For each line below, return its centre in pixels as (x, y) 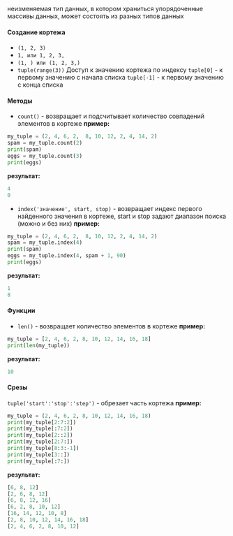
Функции (21, 311)
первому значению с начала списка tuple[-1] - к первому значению (121, 78)
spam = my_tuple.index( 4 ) (45, 242)
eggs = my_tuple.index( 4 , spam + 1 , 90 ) (67, 256)
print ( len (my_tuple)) (39, 345)
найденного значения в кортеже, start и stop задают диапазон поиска (122, 216)
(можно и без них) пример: (58, 223)
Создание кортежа (36, 32)
